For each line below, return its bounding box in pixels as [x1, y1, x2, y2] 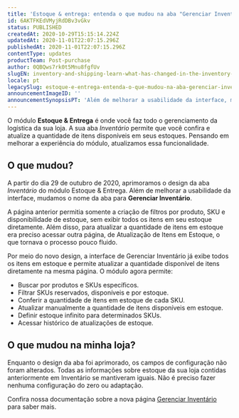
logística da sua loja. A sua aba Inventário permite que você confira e [7, 124, 211, 132]
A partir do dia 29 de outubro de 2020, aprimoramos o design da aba [7, 178, 210, 187]
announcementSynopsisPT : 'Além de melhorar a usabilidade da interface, [7, 97, 228, 104]
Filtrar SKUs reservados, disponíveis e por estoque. [17, 288, 169, 297]
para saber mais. [7, 402, 57, 411]
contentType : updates [7, 51, 72, 58]
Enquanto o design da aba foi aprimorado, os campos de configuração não [7, 358, 228, 367]
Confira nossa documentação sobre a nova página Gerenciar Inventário [7, 394, 217, 403]
